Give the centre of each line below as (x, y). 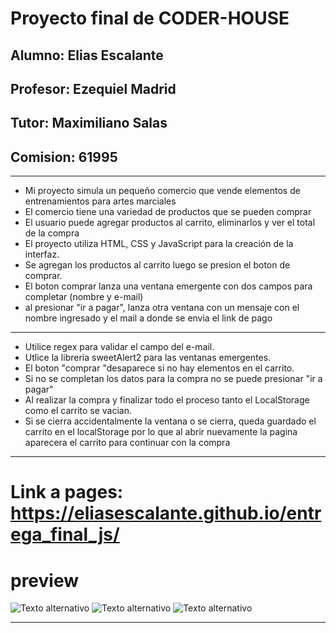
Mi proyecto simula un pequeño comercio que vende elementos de (162, 191)
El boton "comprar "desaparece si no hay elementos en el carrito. (159, 368)
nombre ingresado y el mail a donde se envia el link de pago (148, 318)
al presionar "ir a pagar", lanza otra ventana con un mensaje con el (162, 308)
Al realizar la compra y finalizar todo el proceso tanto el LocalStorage (167, 400)
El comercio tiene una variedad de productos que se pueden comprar (168, 212)
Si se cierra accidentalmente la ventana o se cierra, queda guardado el (170, 421)
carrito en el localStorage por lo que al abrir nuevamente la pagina (161, 432)
